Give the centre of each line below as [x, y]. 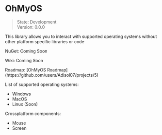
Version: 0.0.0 [31, 27]
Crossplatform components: [33, 113]
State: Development [37, 22]
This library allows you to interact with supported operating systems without [81, 36]
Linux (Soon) [25, 104]
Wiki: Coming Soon [24, 60]
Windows [21, 94]
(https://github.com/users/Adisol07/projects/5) [52, 75]
